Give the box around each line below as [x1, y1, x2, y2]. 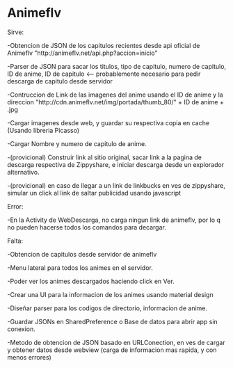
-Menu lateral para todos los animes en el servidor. [7, 263, 153, 272]
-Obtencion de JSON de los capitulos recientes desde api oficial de [7, 41, 200, 49]
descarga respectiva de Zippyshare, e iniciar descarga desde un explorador [7, 160, 225, 168]
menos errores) [7, 353, 52, 361]
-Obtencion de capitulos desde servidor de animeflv [7, 250, 157, 258]
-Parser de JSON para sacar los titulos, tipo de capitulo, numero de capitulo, [7, 62, 227, 70]
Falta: [7, 237, 23, 245]
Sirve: [7, 28, 24, 36]
